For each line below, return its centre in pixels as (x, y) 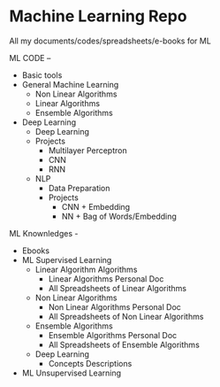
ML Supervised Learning (67, 259)
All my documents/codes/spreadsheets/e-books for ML (110, 41)
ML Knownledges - (44, 233)
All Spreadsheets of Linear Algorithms (118, 288)
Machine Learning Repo (98, 16)
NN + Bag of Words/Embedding (119, 216)
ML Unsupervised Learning (72, 373)
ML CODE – (30, 58)
